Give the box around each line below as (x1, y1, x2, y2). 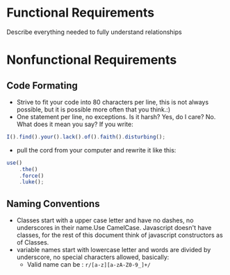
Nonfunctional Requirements (6, 52, 177, 68)
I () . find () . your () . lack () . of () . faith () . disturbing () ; (6, 133, 166, 140)
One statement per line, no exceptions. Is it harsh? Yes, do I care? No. (16, 112, 216, 121)
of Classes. (16, 238, 49, 247)
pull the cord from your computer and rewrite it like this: (16, 145, 176, 154)
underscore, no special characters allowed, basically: (16, 253, 170, 261)
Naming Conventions (6, 197, 100, 209)
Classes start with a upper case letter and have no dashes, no (16, 216, 194, 224)
